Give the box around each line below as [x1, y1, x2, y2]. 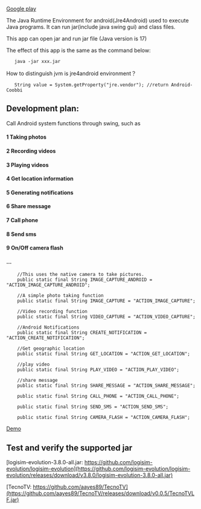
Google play [6, 5, 36, 12]
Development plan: [6, 103, 80, 114]
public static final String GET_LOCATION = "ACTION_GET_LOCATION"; [17, 351, 190, 357]
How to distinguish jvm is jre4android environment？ [6, 70, 137, 77]
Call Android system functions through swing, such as [6, 119, 141, 126]
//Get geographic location [17, 346, 85, 352]
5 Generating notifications [6, 189, 74, 196]
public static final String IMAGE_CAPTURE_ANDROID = [17, 277, 153, 283]
